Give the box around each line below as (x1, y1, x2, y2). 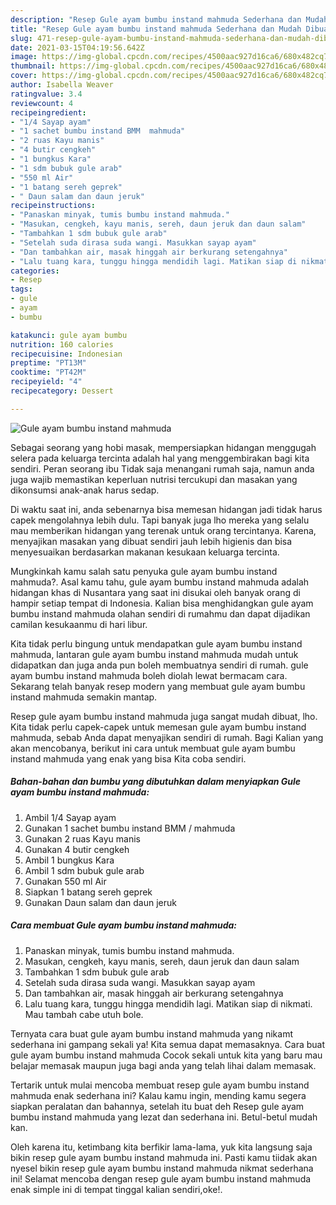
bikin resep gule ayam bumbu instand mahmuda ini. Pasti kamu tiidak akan (10, 1151, 318, 1163)
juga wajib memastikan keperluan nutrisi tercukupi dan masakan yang (10, 473, 298, 485)
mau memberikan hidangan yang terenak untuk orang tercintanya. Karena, (10, 524, 317, 536)
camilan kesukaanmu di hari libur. (10, 618, 148, 630)
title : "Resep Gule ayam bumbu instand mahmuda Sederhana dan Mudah (10, 24, 302, 34)
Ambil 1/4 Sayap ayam (24, 811, 117, 823)
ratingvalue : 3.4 (10, 89, 83, 99)
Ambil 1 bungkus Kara (24, 854, 115, 866)
